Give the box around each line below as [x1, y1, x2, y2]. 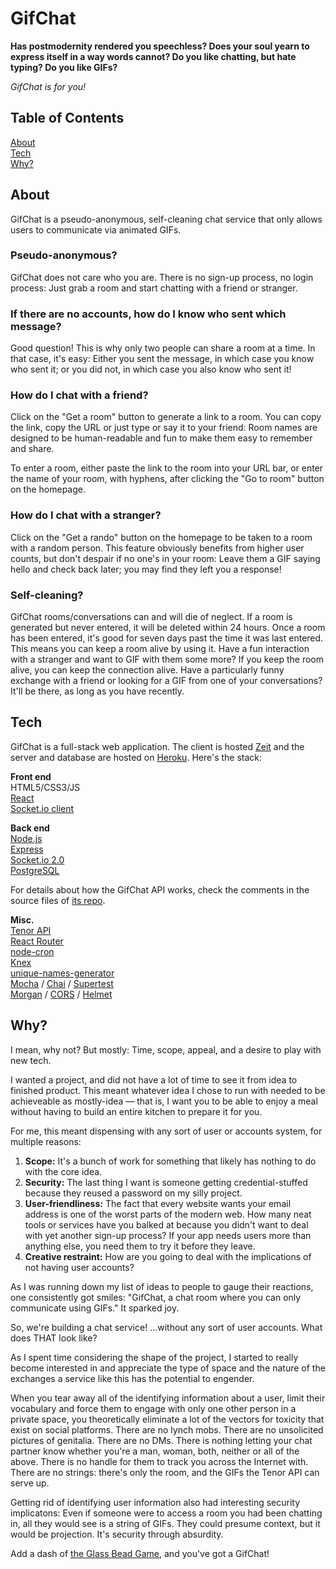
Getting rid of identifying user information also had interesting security [10, 1496, 301, 1508]
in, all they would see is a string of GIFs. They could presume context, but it [10, 1517, 321, 1529]
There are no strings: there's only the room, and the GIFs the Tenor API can [10, 1466, 320, 1478]
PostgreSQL [10, 864, 60, 876]
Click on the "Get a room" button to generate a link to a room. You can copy [10, 411, 322, 423]
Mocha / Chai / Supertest [10, 977, 114, 989]
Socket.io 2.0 [10, 853, 65, 866]
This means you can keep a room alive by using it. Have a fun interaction [10, 643, 310, 655]
